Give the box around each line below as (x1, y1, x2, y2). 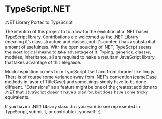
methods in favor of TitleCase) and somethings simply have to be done (5, 79, 147, 85)
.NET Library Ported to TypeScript (5, 19, 73, 25)
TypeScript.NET (5, 3, 71, 14)
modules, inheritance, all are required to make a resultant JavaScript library (5, 54, 155, 60)
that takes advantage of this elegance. (5, 59, 81, 65)
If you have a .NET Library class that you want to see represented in (5, 104, 140, 109)
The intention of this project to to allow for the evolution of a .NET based (5, 28, 149, 34)
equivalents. (5, 94, 29, 100)
